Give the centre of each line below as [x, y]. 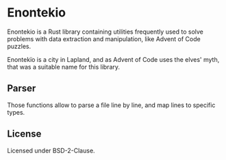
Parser [22, 88]
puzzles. [19, 46]
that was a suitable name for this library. [64, 67]
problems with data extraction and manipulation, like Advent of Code [104, 38]
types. [16, 112]
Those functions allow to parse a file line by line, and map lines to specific [111, 105]
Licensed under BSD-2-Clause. [51, 150]
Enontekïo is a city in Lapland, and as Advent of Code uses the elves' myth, [113, 59]
